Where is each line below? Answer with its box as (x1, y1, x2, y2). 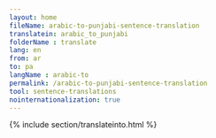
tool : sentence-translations (9, 87, 117, 96)
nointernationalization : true (9, 95, 121, 104)
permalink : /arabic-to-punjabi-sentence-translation (9, 79, 208, 88)
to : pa (9, 63, 34, 72)
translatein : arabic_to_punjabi (9, 29, 128, 38)
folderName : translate (9, 37, 97, 47)
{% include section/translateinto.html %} (9, 119, 158, 130)
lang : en (9, 46, 42, 55)
